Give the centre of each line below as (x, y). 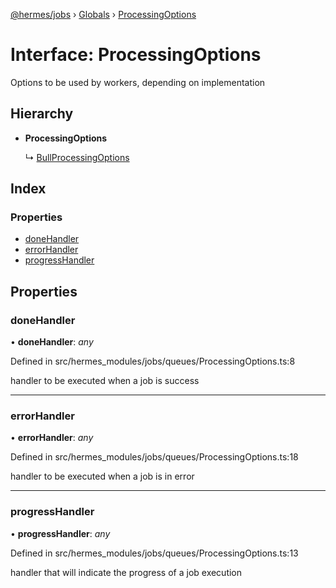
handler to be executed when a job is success (105, 381)
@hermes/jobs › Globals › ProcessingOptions (103, 14)
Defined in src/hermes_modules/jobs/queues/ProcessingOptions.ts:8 (153, 361)
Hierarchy (42, 114)
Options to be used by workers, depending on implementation (138, 82)
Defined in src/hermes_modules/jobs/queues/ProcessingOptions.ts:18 (154, 457)
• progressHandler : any (60, 533)
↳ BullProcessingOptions (77, 157)
